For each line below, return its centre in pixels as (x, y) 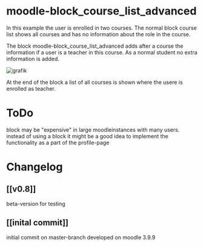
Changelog (35, 167)
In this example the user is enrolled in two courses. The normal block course (101, 28)
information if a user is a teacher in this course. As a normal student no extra (102, 52)
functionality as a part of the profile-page (58, 143)
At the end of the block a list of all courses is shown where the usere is (95, 82)
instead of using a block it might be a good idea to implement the (87, 136)
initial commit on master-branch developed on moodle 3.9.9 (81, 237)
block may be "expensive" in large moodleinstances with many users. (93, 130)
